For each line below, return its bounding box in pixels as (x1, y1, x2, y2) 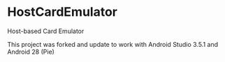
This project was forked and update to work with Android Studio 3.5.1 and (7, 40, 219, 48)
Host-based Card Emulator (7, 27, 85, 35)
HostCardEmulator (7, 4, 117, 20)
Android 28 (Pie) (7, 48, 55, 56)
